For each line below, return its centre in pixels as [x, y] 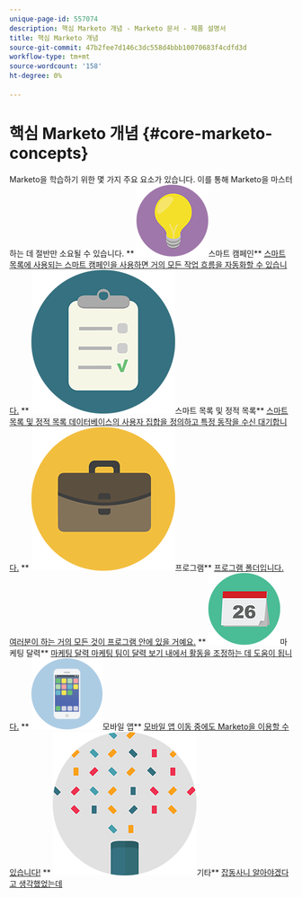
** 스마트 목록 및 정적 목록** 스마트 [155, 410]
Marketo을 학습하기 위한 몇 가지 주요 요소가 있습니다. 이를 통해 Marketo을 [139, 179]
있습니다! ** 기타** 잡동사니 [130, 872]
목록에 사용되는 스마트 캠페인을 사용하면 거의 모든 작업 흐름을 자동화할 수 [136, 264]
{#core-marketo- [208, 133]
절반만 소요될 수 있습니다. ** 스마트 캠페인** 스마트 [160, 253]
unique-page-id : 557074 [54, 19]
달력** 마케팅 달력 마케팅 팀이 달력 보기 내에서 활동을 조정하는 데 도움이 [151, 653]
